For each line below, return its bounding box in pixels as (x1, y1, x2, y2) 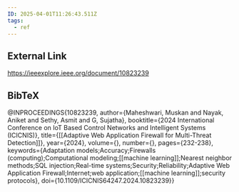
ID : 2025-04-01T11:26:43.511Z (7, 10, 98, 18)
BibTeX (7, 90, 39, 102)
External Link (7, 50, 67, 62)
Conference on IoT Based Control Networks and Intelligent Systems (7, 124, 206, 132)
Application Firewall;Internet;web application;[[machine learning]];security (7, 169, 226, 177)
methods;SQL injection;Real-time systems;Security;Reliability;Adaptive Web (7, 161, 230, 169)
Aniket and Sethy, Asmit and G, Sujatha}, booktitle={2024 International (7, 116, 215, 124)
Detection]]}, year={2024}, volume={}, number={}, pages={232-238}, (7, 139, 214, 146)
